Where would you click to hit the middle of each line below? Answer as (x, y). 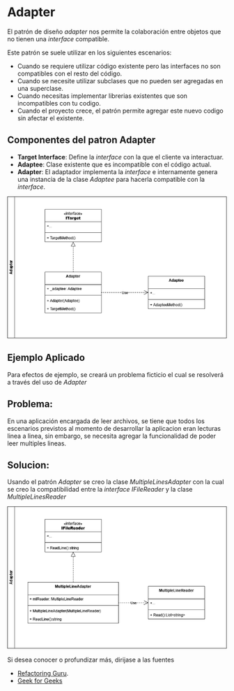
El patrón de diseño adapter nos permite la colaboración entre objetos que (114, 31)
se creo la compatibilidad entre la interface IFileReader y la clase (100, 490)
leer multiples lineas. (37, 443)
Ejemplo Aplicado (46, 358)
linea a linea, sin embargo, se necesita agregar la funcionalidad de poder (111, 436)
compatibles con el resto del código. (70, 73)
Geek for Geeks (40, 681)
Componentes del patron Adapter (81, 140)
